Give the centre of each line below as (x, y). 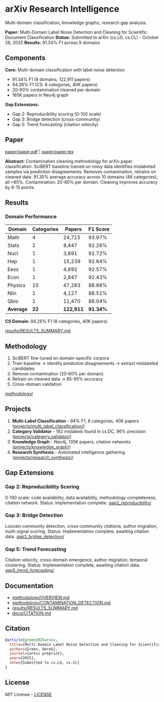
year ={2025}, (23, 658)
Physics (17, 286)
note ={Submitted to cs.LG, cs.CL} (44, 663)
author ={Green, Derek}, (33, 649)
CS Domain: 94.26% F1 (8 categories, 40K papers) (56, 321)
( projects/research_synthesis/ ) (43, 457)
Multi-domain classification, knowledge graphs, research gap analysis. (76, 23)
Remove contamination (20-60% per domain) (58, 374)
